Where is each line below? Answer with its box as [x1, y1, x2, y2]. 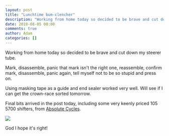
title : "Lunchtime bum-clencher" [5, 12, 75, 17]
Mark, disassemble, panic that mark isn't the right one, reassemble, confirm [5, 64, 162, 71]
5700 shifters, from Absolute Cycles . [5, 106, 81, 112]
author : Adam [5, 31, 33, 36]
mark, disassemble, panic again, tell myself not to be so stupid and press [5, 70, 156, 76]
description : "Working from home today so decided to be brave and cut [5, 17, 158, 22]
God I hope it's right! [5, 125, 48, 131]
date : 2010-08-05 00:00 [5, 21, 55, 27]
